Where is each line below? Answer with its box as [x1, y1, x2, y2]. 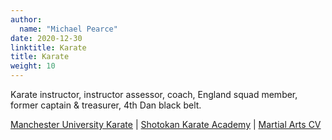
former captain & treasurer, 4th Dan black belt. [10, 99, 202, 111]
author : [10, 14, 43, 25]
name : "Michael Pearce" [19, 24, 118, 34]
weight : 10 [10, 61, 56, 71]
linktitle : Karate [10, 42, 87, 53]
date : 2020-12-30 [10, 33, 83, 43]
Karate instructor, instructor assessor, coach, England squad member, [10, 89, 298, 100]
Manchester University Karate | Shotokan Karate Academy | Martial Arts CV [10, 119, 322, 130]
